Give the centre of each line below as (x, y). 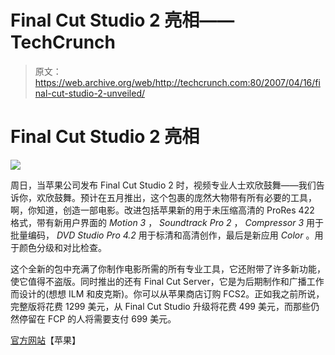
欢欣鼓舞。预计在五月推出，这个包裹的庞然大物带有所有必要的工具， (176, 197)
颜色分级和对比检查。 (62, 247)
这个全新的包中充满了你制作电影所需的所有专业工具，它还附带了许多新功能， (168, 268)
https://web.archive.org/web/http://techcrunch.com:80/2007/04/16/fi (177, 82)
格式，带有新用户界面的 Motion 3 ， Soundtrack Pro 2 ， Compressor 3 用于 (167, 222)
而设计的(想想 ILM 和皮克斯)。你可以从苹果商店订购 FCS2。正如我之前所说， (167, 293)
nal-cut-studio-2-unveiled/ (89, 93)
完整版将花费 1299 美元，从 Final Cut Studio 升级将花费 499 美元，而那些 (160, 306)
